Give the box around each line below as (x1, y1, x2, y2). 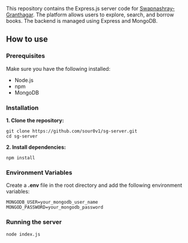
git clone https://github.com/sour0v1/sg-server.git (6, 128, 138, 134)
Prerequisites (6, 52, 45, 60)
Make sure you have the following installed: (6, 65, 111, 72)
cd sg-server (6, 133, 38, 139)
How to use (6, 35, 48, 45)
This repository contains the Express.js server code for (6, 5, 139, 12)
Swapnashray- (139, 5, 175, 12)
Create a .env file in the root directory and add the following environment (6, 182, 183, 189)
